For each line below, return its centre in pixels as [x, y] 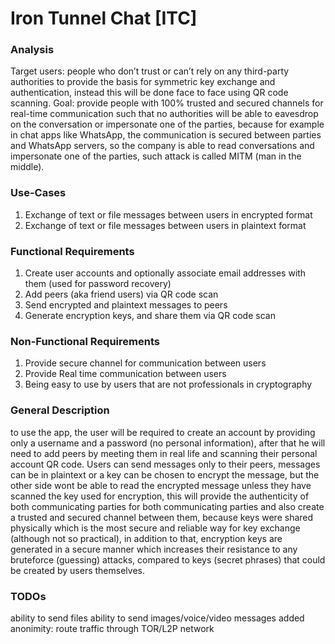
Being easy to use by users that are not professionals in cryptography [168, 384]
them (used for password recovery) [98, 284]
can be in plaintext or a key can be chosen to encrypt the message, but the [165, 474]
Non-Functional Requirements [85, 341]
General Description [60, 410]
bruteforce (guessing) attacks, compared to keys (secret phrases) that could [168, 559]
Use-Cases [38, 193]
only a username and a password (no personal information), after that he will [168, 443]
